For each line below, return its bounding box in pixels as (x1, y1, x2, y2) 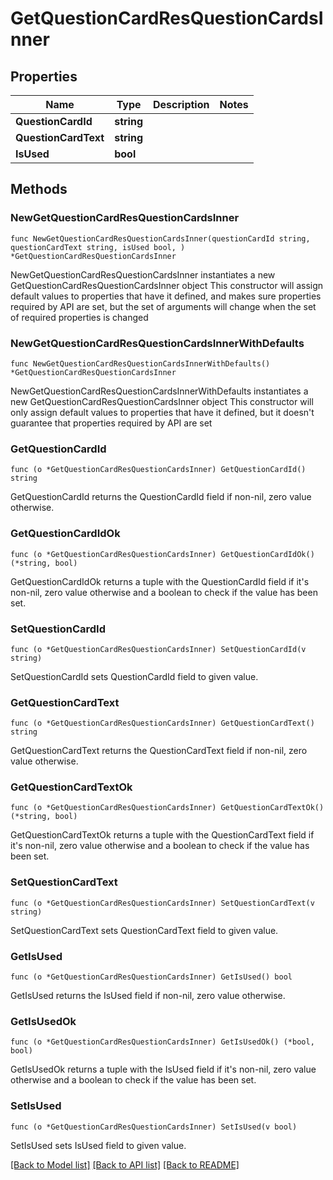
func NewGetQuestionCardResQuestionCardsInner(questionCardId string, (10, 233, 311, 244)
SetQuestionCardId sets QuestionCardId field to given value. (10, 670, 259, 682)
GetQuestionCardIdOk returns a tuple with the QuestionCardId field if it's (10, 575, 310, 587)
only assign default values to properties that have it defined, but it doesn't (10, 406, 315, 418)
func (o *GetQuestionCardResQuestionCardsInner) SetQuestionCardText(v (10, 898, 315, 908)
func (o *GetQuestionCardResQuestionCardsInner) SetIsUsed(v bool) (10, 1122, 298, 1132)
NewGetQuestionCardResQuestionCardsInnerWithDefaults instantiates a (10, 385, 309, 397)
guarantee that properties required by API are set (10, 417, 213, 429)
